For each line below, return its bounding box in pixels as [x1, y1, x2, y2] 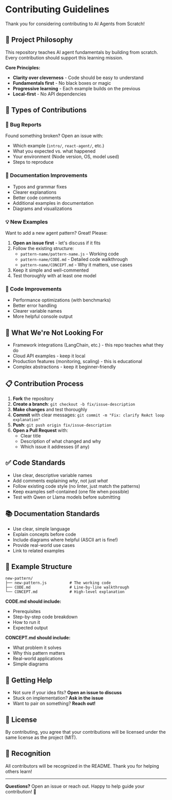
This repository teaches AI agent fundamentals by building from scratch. [5, 49, 158, 55]
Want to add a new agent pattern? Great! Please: [5, 230, 108, 236]
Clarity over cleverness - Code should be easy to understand [12, 74, 144, 81]
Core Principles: [5, 64, 40, 70]
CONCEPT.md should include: [5, 635, 71, 641]
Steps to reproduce [12, 159, 54, 165]
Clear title [20, 432, 41, 439]
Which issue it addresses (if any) [20, 443, 90, 450]
